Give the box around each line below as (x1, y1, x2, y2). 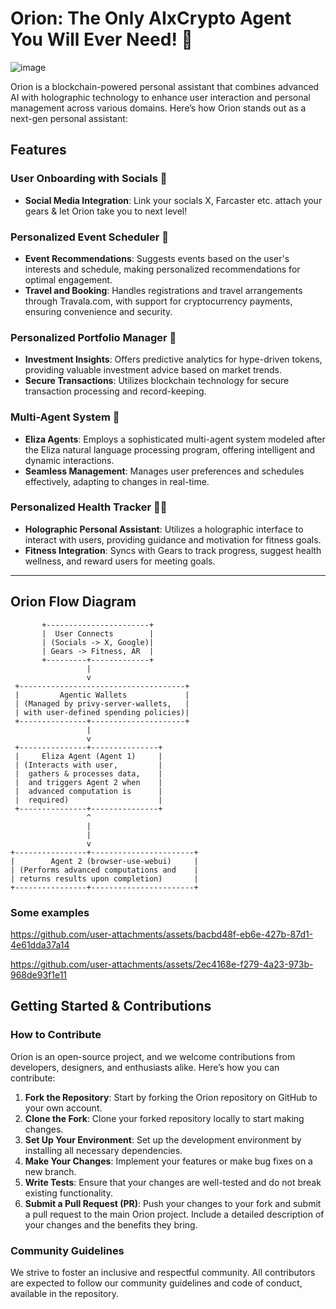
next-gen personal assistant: (10, 112, 128, 124)
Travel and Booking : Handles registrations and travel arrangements (24, 284, 303, 296)
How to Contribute (10, 1028, 102, 1042)
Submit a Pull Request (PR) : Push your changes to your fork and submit (24, 1197, 322, 1209)
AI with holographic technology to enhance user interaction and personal (10, 91, 311, 103)
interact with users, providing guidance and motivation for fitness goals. (24, 533, 322, 546)
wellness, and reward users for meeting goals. (24, 555, 216, 567)
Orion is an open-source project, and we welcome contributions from (10, 1050, 296, 1062)
